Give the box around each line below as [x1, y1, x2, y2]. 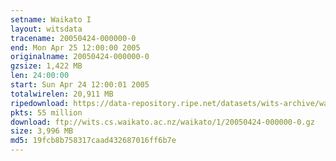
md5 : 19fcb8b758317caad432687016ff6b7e [10, 136, 177, 146]
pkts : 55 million [10, 107, 83, 118]
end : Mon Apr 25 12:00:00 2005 [10, 42, 141, 53]
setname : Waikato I [10, 14, 92, 25]
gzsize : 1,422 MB [10, 61, 83, 71]
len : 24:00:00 [10, 71, 70, 81]
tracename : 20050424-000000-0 [10, 33, 137, 43]
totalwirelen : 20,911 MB [10, 89, 114, 99]
